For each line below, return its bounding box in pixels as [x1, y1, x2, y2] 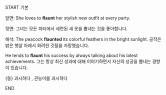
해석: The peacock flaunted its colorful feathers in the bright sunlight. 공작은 [5, 36, 161, 42]
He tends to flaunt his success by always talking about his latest [5, 52, 138, 58]
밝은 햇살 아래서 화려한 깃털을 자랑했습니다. [5, 42, 89, 48]
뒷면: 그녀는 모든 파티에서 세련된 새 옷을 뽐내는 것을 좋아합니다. [5, 25, 128, 31]
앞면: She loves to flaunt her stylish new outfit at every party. [5, 15, 130, 21]
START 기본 [5, 4, 29, 10]
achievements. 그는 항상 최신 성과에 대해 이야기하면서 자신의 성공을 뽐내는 [5, 58, 151, 64]
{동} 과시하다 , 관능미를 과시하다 [5, 75, 68, 81]
